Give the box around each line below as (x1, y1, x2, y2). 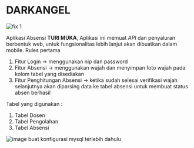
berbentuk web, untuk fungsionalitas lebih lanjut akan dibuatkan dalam (6, 40, 178, 47)
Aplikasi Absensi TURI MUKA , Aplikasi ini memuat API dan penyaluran (6, 34, 175, 41)
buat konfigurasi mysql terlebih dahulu (28, 135, 122, 142)
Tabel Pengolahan (14, 118, 59, 125)
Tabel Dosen (14, 112, 46, 119)
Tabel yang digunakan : (6, 100, 63, 107)
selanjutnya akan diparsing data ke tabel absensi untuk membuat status (14, 82, 188, 90)
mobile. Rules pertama (6, 46, 61, 53)
